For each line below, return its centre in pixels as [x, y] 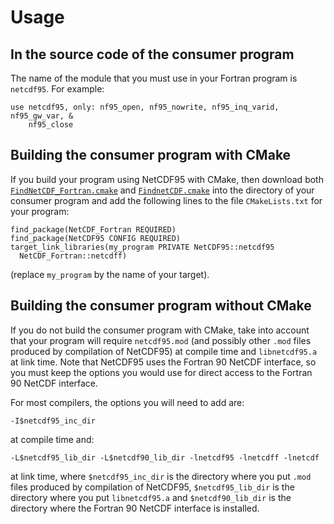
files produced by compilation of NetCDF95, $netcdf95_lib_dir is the [152, 487]
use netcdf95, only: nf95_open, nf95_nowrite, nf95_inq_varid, [145, 107]
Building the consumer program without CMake [161, 306]
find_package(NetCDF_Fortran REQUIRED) [93, 229]
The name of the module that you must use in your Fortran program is [154, 78]
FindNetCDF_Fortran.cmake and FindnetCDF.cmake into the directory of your [162, 190]
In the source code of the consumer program [152, 54]
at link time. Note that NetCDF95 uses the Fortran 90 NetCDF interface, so [163, 362]
